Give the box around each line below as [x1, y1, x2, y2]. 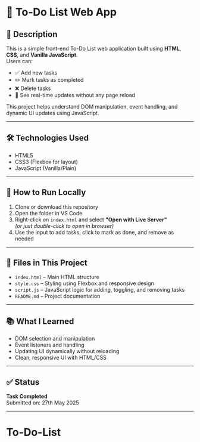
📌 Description [6, 29, 58, 39]
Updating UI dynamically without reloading [14, 348, 120, 355]
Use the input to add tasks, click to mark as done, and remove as [14, 228, 174, 236]
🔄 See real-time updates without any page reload [14, 92, 136, 98]
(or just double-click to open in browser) [14, 222, 114, 229]
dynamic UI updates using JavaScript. [6, 110, 99, 116]
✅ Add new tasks [14, 69, 58, 76]
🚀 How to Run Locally [6, 187, 86, 197]
